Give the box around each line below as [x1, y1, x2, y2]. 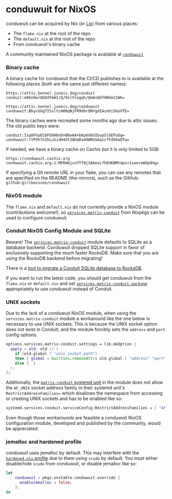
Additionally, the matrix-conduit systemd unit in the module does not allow [6, 379, 163, 386]
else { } [15, 361, 36, 366]
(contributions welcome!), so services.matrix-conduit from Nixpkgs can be [6, 209, 165, 215]
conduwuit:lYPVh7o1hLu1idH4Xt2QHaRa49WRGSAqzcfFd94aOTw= [6, 137, 130, 142]
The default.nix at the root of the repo [13, 36, 96, 42]
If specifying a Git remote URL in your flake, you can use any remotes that [6, 169, 161, 176]
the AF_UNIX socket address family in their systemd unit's [6, 385, 125, 391]
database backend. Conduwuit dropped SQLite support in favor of [6, 244, 145, 251]
